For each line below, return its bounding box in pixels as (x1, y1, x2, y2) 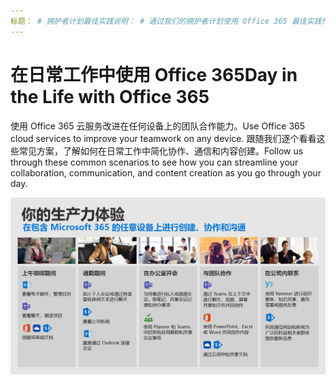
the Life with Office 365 (10, 85, 210, 108)
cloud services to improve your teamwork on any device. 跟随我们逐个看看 (10, 132, 317, 144)
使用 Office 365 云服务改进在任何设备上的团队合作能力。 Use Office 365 (10, 120, 306, 132)
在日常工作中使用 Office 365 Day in (10, 63, 298, 86)
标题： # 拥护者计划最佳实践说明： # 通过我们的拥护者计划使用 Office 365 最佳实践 (10, 16, 322, 26)
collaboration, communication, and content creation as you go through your (10, 166, 322, 179)
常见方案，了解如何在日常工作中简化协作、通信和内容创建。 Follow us (18, 145, 304, 157)
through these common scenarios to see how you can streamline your (10, 156, 299, 168)
